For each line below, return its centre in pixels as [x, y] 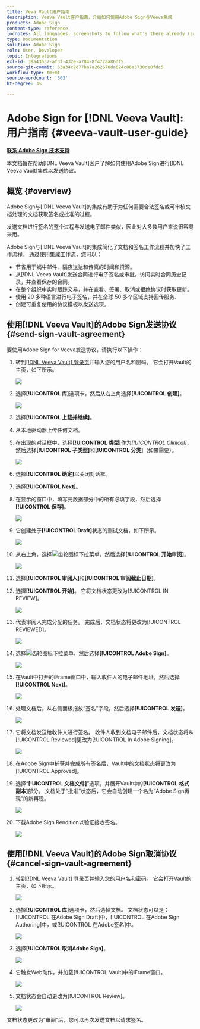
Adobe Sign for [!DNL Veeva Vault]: [95, 118]
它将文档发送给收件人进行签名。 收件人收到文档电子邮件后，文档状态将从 [104, 732]
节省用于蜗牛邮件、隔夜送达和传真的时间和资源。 [75, 267]
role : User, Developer [35, 51]
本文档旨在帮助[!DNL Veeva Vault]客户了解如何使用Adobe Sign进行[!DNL [95, 163]
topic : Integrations [32, 56]
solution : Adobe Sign [34, 45]
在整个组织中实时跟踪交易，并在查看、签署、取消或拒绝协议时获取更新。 [104, 289]
